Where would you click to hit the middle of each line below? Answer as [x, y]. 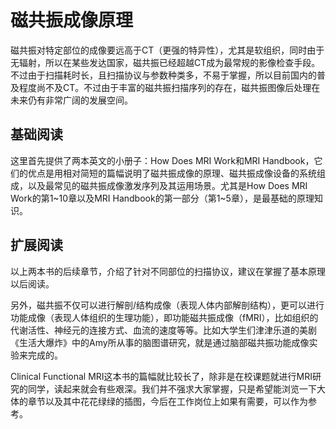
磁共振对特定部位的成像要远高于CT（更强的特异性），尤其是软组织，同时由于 [167, 50]
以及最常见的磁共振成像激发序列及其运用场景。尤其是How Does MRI [167, 185]
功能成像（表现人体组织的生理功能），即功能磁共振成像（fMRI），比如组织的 [164, 317]
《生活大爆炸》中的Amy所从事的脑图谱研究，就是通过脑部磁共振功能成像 [160, 342]
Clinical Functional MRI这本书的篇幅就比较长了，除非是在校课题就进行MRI [161, 376]
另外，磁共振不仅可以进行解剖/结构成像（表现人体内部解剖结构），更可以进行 [167, 305]
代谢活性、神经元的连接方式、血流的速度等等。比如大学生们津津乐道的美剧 [163, 330]
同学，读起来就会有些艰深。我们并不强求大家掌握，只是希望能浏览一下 [172, 388]
